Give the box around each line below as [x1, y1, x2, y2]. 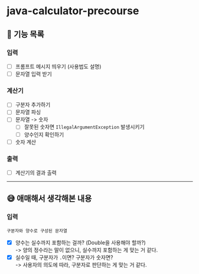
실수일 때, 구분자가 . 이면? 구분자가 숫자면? [15, 253, 113, 261]
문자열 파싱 [15, 108, 41, 116]
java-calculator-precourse [6, 4, 139, 18]
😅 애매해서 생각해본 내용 [6, 194, 92, 204]
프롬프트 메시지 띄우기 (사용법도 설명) [15, 63, 102, 70]
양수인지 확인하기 [24, 131, 64, 138]
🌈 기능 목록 [6, 29, 45, 39]
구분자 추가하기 [15, 101, 51, 108]
